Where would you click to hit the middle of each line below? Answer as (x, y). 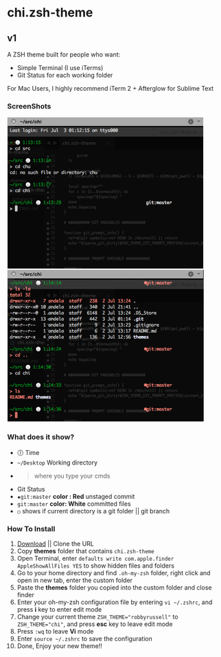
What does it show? (41, 437)
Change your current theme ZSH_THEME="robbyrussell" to (97, 616)
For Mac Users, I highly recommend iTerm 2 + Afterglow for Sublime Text (110, 88)
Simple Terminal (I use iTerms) (60, 68)
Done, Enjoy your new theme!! (60, 646)
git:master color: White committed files (74, 504)
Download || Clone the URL (56, 544)
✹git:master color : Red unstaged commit (76, 496)
